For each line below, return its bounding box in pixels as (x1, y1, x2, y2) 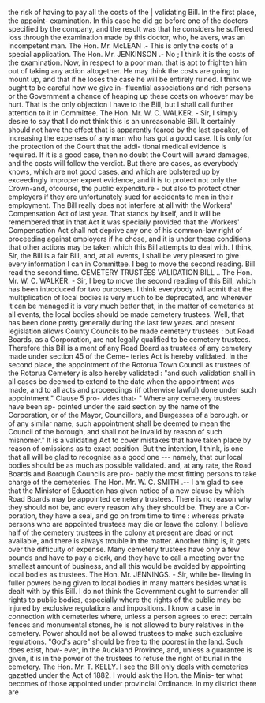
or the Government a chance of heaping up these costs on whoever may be (8, 92, 254, 100)
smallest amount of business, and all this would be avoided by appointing (8, 562, 246, 570)
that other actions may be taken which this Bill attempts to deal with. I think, (8, 242, 254, 252)
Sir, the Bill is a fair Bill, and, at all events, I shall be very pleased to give (8, 251, 239, 260)
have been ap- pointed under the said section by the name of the (8, 402, 220, 411)
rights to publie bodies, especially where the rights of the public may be (8, 595, 241, 604)
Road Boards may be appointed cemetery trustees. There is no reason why (8, 494, 252, 503)
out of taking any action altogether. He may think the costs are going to (8, 66, 239, 75)
